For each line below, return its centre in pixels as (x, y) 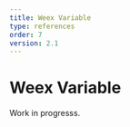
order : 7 (26, 34)
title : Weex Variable (50, 18)
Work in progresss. (45, 113)
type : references (42, 26)
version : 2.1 (34, 43)
